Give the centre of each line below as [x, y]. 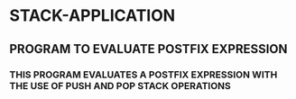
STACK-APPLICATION [92, 16]
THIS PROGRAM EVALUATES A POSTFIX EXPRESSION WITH [143, 75]
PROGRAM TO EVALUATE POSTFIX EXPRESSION [148, 49]
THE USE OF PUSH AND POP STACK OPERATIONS [120, 85]
